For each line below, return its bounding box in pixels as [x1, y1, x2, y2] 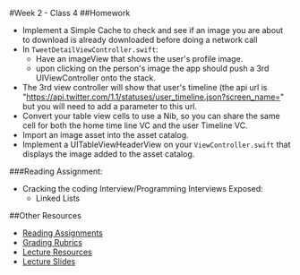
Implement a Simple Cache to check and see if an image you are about [21, 25, 284, 35]
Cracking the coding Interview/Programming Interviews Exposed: [21, 184, 263, 193]
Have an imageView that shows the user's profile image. [35, 54, 244, 64]
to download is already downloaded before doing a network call [21, 35, 258, 45]
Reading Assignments [21, 228, 103, 238]
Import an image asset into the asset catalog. [21, 130, 190, 140]
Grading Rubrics [21, 237, 83, 247]
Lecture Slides [21, 256, 76, 267]
